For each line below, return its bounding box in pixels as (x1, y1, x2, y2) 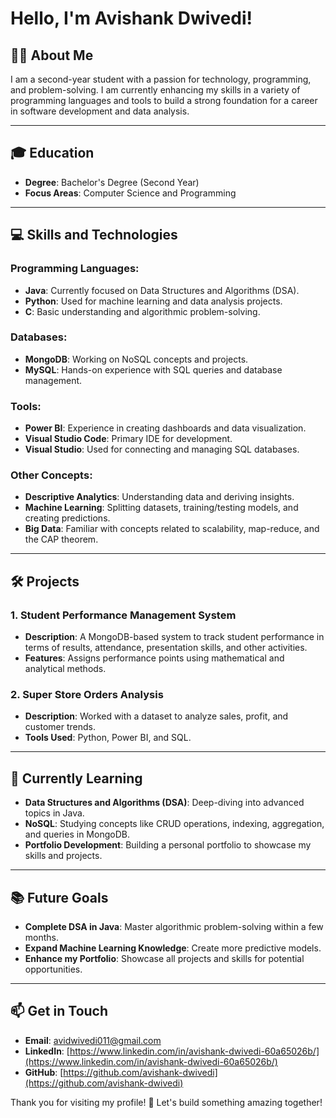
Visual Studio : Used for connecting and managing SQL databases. (24, 443, 300, 456)
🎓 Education (10, 145, 95, 162)
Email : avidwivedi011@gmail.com (24, 1034, 162, 1046)
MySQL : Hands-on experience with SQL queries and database (24, 363, 283, 376)
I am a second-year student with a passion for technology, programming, (10, 73, 312, 85)
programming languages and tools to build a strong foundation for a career (10, 95, 318, 106)
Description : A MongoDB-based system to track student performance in (24, 631, 325, 643)
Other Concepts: (10, 468, 93, 482)
